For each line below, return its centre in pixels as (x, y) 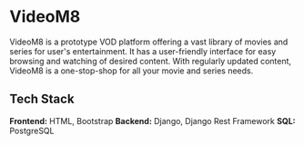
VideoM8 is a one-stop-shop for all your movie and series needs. (132, 71)
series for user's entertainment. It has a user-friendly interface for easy (143, 51)
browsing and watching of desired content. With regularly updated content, (151, 61)
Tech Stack (42, 99)
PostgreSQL (32, 130)
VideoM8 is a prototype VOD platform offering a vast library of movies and (149, 42)
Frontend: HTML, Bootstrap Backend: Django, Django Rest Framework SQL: (152, 121)
